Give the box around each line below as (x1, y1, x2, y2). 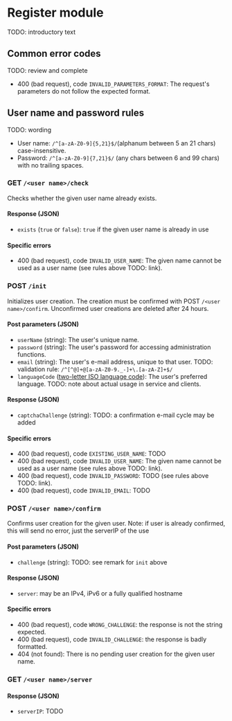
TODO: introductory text (7, 28, 76, 36)
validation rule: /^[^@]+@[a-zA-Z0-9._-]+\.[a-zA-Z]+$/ (17, 365, 173, 373)
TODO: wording (7, 125, 52, 134)
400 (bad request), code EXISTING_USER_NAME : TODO (17, 449, 166, 458)
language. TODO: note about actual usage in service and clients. (17, 380, 202, 388)
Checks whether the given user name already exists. (7, 194, 157, 202)
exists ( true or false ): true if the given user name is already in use (17, 225, 209, 233)
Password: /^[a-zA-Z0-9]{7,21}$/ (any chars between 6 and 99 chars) (17, 154, 220, 162)
